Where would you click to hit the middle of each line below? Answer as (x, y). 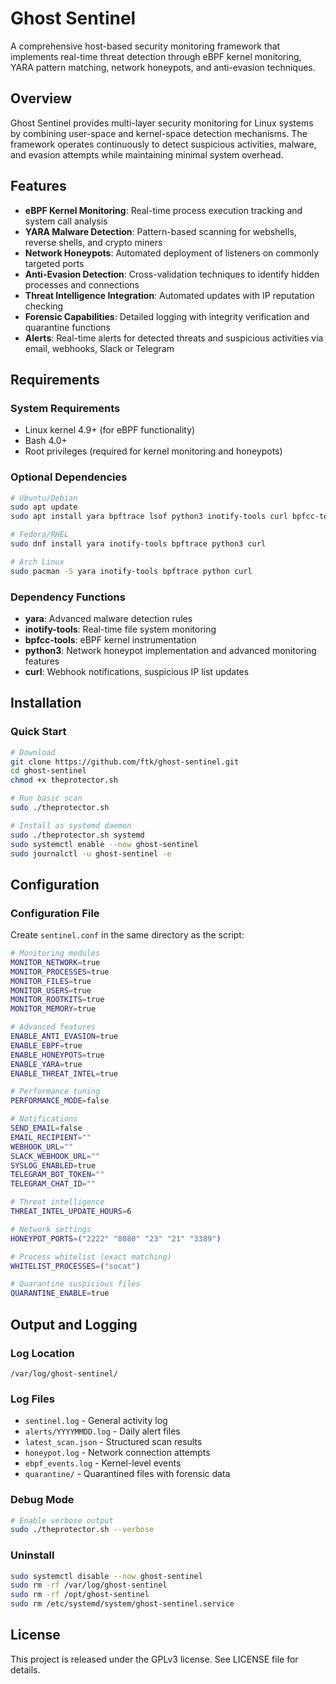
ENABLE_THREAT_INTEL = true (64, 1073)
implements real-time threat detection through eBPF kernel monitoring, (156, 56)
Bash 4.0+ (46, 441)
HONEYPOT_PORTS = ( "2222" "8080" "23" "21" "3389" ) (116, 1238)
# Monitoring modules (55, 953)
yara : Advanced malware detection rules (108, 618)
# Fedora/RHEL (40, 535)
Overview (41, 98)
